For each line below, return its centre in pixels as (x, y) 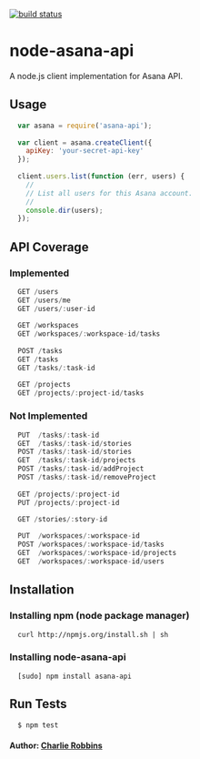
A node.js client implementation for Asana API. (96, 76)
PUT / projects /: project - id (69, 502)
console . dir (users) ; (65, 210)
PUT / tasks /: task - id (59, 435)
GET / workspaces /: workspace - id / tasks (89, 334)
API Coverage (49, 247)
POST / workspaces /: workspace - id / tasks (91, 545)
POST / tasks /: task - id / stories (75, 452)
